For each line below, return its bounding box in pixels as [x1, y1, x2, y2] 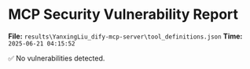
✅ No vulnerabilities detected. [8, 53, 105, 63]
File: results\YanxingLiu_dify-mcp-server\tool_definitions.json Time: [8, 31, 243, 41]
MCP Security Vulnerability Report [8, 5, 238, 24]
